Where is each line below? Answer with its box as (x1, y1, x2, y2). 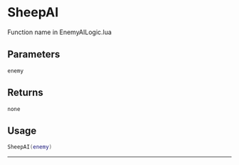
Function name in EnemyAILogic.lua (7, 28, 112, 36)
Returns (7, 87, 44, 99)
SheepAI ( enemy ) (7, 144, 53, 151)
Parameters (7, 48, 60, 60)
